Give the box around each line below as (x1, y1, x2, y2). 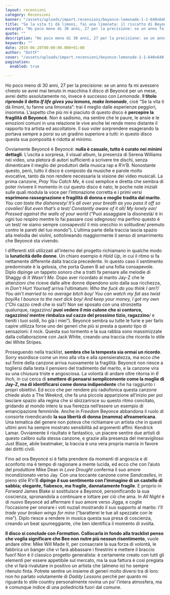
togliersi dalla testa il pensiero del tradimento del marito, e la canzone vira (5, 365, 159, 371)
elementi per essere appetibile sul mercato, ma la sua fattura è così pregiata (5, 557, 163, 564)
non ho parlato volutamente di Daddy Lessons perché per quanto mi (5, 574, 148, 580)
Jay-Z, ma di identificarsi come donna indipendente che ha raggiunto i (5, 381, 155, 388)
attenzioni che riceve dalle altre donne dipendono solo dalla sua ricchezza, (5, 280, 161, 286)
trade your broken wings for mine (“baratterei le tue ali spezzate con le (5, 510, 153, 516)
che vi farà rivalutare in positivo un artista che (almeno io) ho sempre (5, 563, 149, 569)
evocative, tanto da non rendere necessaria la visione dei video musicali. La (5, 173, 163, 179)
